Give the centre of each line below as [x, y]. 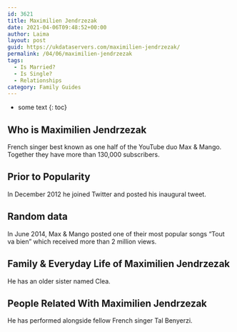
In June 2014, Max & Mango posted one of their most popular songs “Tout [116, 233]
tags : [15, 61]
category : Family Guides [44, 87]
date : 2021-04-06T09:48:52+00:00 [57, 27]
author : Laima [29, 34]
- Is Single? [33, 74]
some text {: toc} [42, 107]
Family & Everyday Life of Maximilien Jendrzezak [119, 264]
